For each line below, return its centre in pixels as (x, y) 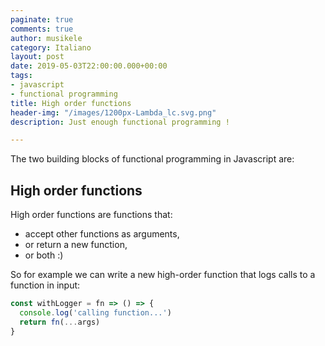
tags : (21, 76)
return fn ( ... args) (60, 322)
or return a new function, (76, 245)
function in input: (45, 285)
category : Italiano (51, 47)
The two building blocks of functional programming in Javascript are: (152, 159)
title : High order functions (71, 103)
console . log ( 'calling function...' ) (95, 312)
